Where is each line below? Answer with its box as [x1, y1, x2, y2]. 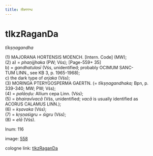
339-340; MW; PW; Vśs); [5, 85, 56, 91]
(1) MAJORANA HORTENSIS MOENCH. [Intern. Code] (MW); [5, 54, 127, 60]
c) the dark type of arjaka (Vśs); [5, 75, 70, 81]
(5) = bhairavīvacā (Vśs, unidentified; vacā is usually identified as [5, 96, 139, 102]
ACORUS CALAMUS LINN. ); [5, 101, 61, 107]
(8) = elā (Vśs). [5, 116, 36, 123]
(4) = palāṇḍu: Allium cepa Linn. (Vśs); [5, 90, 84, 96]
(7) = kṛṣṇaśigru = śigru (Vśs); [5, 111, 66, 117]
